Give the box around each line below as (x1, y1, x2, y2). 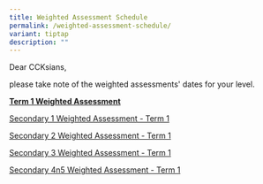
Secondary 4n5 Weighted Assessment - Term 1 (9, 165, 181, 175)
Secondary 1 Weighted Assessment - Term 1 (9, 113, 170, 124)
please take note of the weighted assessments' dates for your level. (9, 79, 255, 89)
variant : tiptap (9, 29, 69, 38)
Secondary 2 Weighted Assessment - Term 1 (9, 130, 172, 142)
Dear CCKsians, (9, 62, 67, 73)
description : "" (9, 37, 69, 47)
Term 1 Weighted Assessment (9, 96, 121, 107)
